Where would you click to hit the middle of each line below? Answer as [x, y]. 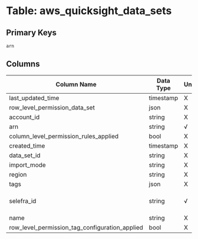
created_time [27, 145]
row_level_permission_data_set [52, 107]
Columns [23, 64]
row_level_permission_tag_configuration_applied [76, 227]
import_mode [27, 165]
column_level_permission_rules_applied [64, 136]
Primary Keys [32, 33]
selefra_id [23, 201]
